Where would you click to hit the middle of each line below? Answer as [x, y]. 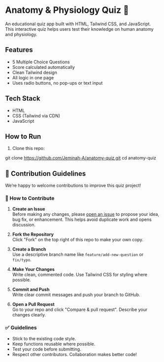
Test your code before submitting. [47, 349]
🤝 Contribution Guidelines [46, 174]
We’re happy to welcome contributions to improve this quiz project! [73, 186]
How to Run [23, 136]
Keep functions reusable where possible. [54, 344]
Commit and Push [31, 290]
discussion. [24, 225]
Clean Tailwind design [35, 72]
